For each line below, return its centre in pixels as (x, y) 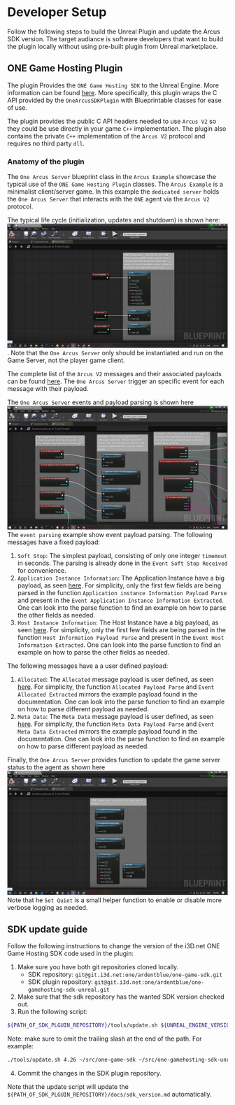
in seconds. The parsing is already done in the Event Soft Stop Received (122, 563)
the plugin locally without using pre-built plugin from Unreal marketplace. (113, 46)
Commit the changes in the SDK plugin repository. (90, 1074)
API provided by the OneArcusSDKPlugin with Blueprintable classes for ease (114, 100)
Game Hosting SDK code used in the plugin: (71, 954)
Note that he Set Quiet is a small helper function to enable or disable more (115, 900)
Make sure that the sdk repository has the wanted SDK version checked (121, 997)
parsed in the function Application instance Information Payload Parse (122, 593)
